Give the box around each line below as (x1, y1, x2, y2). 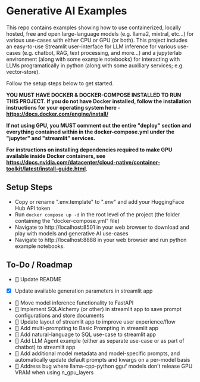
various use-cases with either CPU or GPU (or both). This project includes (6, 36, 187, 44)
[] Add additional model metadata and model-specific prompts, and (14, 350, 180, 357)
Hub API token (14, 204, 51, 212)
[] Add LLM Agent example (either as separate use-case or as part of (14, 337, 185, 344)
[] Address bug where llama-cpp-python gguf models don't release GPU (14, 362, 193, 369)
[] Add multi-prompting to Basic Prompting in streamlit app (14, 324, 159, 331)
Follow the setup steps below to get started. (6, 79, 114, 87)
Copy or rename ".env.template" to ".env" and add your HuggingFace (14, 198, 185, 205)
